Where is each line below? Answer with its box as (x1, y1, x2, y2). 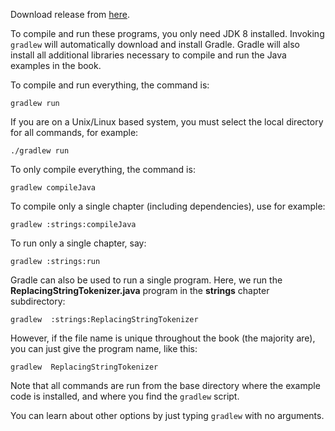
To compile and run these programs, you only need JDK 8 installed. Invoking (10, 28, 325, 39)
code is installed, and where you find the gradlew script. (10, 390, 240, 402)
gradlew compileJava (10, 183, 97, 193)
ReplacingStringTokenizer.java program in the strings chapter (10, 285, 270, 296)
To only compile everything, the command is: (10, 164, 196, 175)
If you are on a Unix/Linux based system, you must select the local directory (10, 116, 324, 128)
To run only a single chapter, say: (10, 237, 147, 249)
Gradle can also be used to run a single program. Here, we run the (10, 274, 283, 286)
